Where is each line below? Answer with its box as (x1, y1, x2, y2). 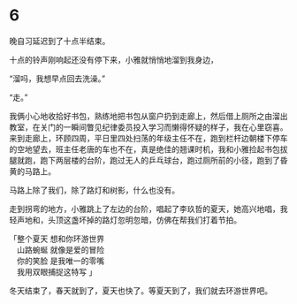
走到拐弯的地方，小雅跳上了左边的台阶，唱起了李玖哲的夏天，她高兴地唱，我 (9, 203, 288, 214)
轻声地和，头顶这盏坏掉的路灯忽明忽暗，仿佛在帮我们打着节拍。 (9, 214, 241, 225)
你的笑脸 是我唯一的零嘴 (17, 255, 104, 266)
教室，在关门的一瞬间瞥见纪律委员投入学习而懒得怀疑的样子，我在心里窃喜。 (9, 121, 288, 133)
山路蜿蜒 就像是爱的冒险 (17, 244, 104, 255)
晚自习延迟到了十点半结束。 (9, 35, 110, 46)
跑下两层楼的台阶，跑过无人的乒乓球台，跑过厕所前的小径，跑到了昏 (39, 155, 288, 165)
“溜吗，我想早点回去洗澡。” (9, 72, 106, 84)
